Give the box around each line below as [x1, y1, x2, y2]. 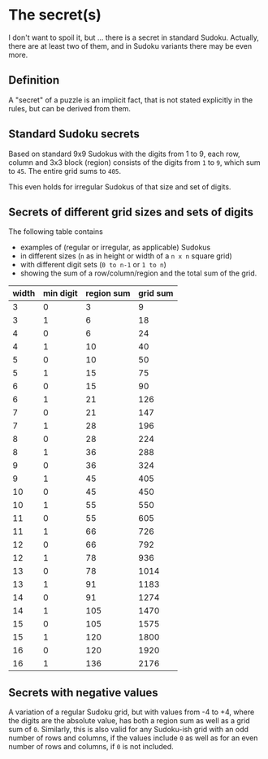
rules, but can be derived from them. [8, 103, 132, 113]
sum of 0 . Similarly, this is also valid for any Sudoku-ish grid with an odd [8, 725, 249, 735]
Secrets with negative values [8, 685, 158, 700]
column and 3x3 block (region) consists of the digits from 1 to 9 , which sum [8, 157, 261, 167]
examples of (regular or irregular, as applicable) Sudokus [19, 242, 211, 253]
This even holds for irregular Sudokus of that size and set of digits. [8, 181, 231, 192]
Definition [8, 73, 59, 87]
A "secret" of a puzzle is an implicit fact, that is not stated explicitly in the [8, 95, 253, 105]
